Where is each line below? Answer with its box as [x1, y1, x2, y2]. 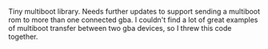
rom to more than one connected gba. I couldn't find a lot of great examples [8, 15, 258, 24]
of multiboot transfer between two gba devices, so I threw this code [8, 24, 232, 32]
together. [8, 32, 38, 41]
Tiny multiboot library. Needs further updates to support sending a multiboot [8, 7, 261, 16]
